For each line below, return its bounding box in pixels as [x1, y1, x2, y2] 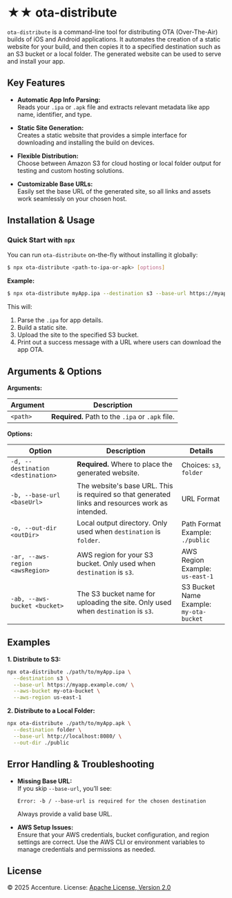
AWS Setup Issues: [17, 823, 74, 831]
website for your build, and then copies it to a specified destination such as [7, 42, 221, 50]
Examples [7, 637, 50, 648]
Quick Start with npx [7, 235, 75, 245]
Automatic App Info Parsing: [17, 95, 101, 104]
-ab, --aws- [10, 595, 50, 603]
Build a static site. [17, 324, 68, 332]
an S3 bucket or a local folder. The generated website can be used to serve [7, 50, 222, 58]
